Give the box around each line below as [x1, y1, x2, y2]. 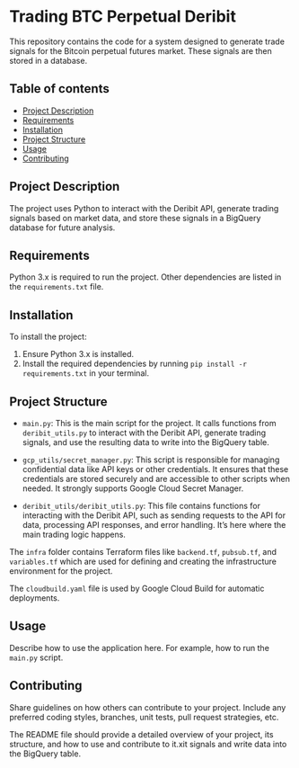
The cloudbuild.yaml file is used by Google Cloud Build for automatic [9, 583, 265, 594]
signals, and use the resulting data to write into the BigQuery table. [22, 437, 269, 447]
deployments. [9, 593, 60, 603]
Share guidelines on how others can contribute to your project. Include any [9, 701, 286, 712]
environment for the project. [9, 566, 113, 576]
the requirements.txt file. [9, 281, 104, 292]
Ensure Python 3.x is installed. [22, 349, 135, 360]
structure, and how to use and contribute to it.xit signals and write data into [9, 738, 287, 749]
